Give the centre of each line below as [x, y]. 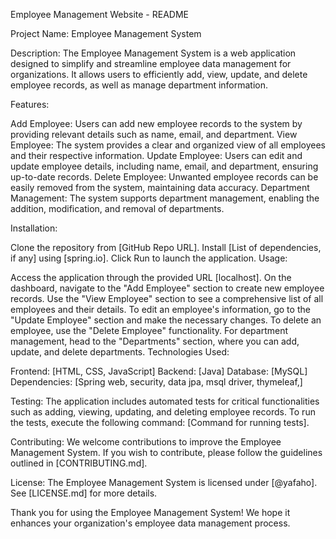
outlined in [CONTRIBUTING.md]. [79, 463]
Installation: [34, 228]
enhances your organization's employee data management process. [150, 523]
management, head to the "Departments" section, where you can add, [155, 341]
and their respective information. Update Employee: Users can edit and [156, 155]
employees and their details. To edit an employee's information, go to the [160, 309]
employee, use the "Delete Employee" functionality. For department [149, 330]
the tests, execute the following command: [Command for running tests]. [160, 422]
